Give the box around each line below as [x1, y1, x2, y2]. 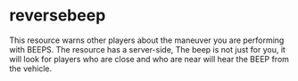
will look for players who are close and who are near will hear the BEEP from [9, 53, 290, 64]
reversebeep [9, 5, 106, 26]
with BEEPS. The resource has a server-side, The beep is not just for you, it [9, 44, 286, 54]
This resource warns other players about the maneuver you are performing [9, 35, 285, 45]
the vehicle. [9, 63, 52, 74]
